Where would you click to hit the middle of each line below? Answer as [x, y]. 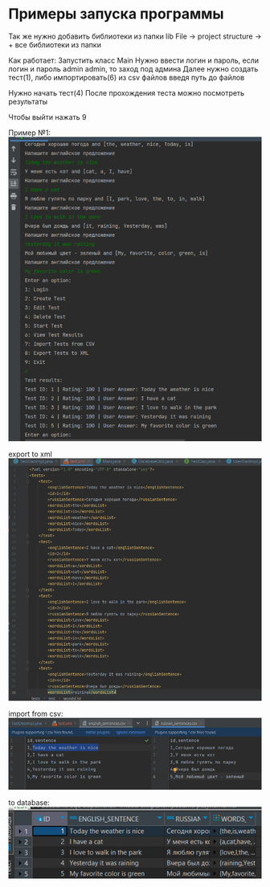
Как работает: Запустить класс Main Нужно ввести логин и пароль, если [134, 60]
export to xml [30, 454]
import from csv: [36, 713]
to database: [29, 803]
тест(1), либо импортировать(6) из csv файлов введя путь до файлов [127, 77]
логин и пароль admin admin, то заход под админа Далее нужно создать [133, 68]
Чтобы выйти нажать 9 [47, 116]
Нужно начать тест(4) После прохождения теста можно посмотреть [127, 92]
